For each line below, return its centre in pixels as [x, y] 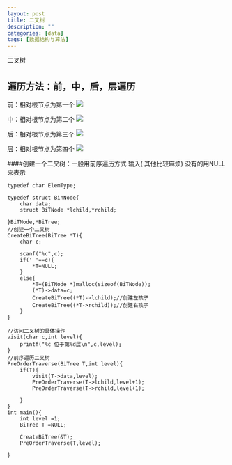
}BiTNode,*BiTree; [34, 222]
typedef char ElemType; [42, 185]
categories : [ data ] [36, 33]
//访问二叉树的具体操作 [37, 331]
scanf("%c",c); [42, 254]
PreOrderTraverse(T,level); [60, 443]
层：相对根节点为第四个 [41, 149]
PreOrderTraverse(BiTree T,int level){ [65, 364]
